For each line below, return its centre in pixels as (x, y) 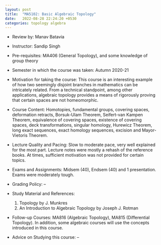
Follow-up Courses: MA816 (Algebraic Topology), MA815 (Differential (81, 218)
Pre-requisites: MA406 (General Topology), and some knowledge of (80, 56)
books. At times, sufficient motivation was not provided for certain (78, 155)
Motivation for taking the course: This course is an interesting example (82, 80)
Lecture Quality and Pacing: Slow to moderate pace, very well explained (84, 145)
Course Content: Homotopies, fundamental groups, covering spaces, (81, 110)
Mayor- (149, 130)
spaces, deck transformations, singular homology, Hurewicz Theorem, (82, 125)
